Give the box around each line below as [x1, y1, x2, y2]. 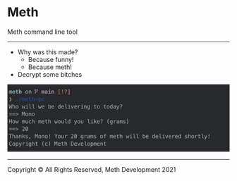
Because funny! [28, 55, 74, 63]
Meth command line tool [7, 27, 78, 36]
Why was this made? [17, 47, 78, 56]
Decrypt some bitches [17, 70, 83, 78]
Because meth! [28, 63, 72, 71]
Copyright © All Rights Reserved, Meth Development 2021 [7, 165, 176, 173]
